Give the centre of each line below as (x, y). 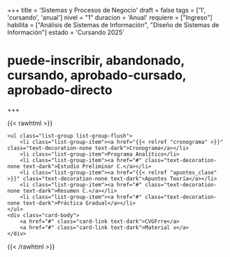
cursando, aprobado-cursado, (97, 75)
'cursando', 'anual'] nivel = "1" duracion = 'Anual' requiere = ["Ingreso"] (110, 17)
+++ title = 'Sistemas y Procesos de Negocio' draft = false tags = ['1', (107, 10)
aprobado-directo (60, 90)
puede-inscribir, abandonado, (96, 60)
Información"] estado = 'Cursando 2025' (66, 32)
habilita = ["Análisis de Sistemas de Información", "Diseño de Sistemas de (113, 25)
